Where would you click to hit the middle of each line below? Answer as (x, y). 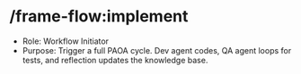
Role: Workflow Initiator (66, 41)
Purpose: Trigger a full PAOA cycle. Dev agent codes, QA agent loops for (157, 50)
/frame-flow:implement (99, 16)
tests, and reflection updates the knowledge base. (115, 60)
